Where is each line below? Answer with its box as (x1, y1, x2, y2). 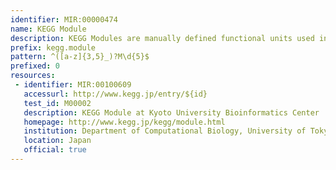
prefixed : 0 (10, 61, 60, 71)
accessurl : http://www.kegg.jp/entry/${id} (23, 89, 208, 99)
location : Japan (23, 136, 92, 146)
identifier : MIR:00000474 (10, 14, 118, 25)
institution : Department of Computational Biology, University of (23, 126, 307, 136)
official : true (23, 145, 87, 155)
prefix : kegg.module (10, 42, 97, 53)
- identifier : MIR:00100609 (14, 80, 132, 90)
